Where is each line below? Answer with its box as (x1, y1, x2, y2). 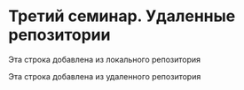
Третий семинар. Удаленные (8, 6, 236, 26)
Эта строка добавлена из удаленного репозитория (8, 71, 201, 81)
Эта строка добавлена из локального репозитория (8, 54, 201, 64)
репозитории (8, 25, 111, 45)
